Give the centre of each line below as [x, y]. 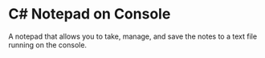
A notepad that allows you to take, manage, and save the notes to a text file [133, 36]
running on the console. [47, 44]
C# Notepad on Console [90, 14]
